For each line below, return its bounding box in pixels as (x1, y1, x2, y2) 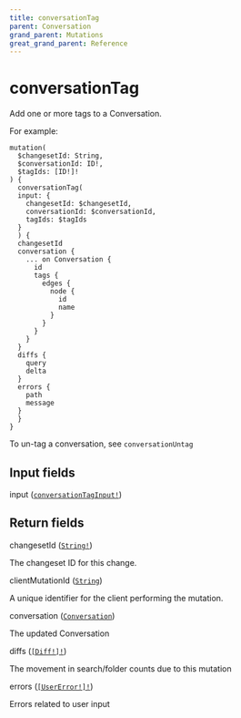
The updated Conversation (9, 628, 110, 639)
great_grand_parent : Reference (9, 38, 128, 48)
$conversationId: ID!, (17, 159, 104, 169)
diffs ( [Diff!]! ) (9, 645, 67, 656)
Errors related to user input (9, 698, 111, 709)
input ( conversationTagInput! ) (9, 489, 123, 499)
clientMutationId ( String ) (9, 575, 103, 586)
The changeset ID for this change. (9, 557, 137, 568)
